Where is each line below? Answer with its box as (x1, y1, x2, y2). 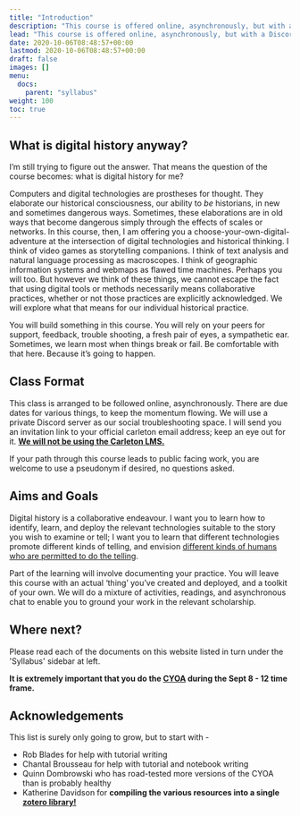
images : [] (9, 64, 50, 72)
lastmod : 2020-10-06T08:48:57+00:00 (9, 47, 146, 55)
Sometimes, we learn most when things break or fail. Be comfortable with (9, 339, 279, 350)
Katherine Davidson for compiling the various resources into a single (21, 787, 279, 798)
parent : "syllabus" (25, 88, 98, 97)
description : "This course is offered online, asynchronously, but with (9, 21, 286, 30)
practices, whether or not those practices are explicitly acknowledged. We (9, 293, 283, 304)
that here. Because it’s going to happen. (9, 348, 156, 359)
